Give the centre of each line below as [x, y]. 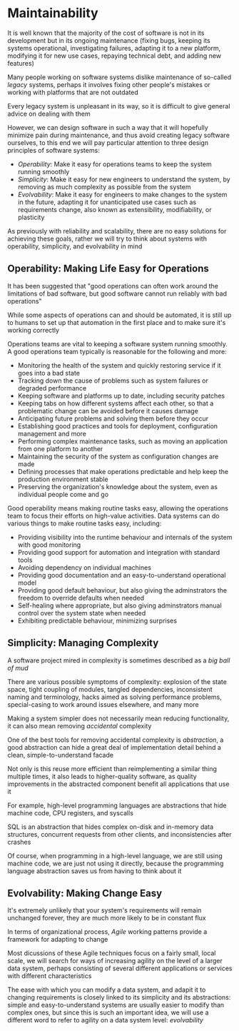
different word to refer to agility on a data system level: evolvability [105, 1020]
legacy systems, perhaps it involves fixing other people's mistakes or [109, 84]
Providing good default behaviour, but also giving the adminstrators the [122, 590]
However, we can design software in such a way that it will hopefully [108, 127]
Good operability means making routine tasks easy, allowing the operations [118, 508]
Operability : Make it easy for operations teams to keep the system [115, 164]
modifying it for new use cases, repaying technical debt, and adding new [115, 56]
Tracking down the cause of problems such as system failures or [113, 381]
